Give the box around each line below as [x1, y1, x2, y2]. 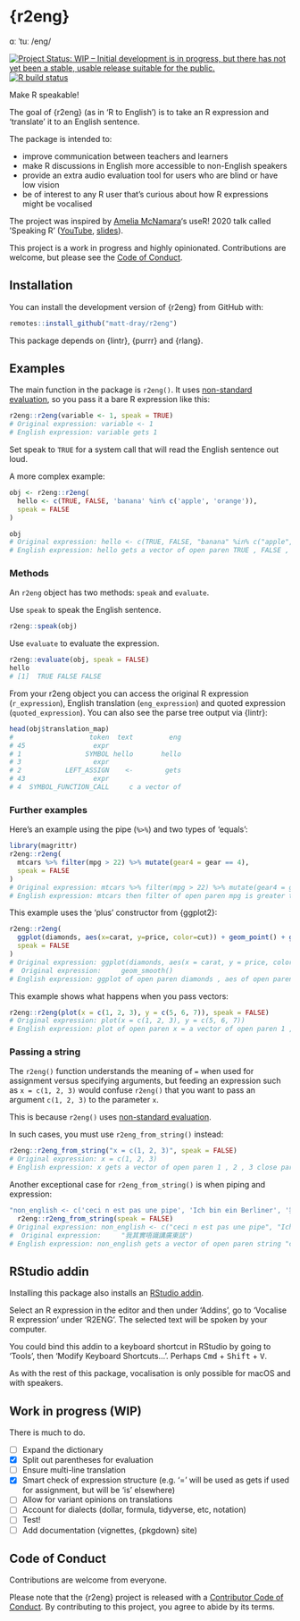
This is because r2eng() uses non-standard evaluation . [9, 1112, 212, 1122]
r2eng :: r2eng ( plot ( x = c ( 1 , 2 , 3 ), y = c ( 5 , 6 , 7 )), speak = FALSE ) [9, 1008, 270, 1017]
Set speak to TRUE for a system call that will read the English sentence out [9, 444, 279, 455]
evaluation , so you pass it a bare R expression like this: [9, 394, 211, 405]
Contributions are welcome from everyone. [9, 1575, 168, 1585]
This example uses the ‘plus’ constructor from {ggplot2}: [9, 907, 218, 918]
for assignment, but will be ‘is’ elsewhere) [21, 1485, 176, 1496]
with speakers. [9, 1378, 63, 1389]
